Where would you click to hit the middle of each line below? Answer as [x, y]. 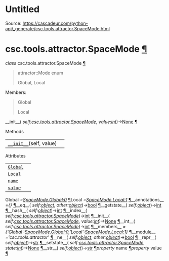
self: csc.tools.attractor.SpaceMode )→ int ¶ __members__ [64, 226]
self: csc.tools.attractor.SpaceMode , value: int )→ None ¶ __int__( [70, 221]
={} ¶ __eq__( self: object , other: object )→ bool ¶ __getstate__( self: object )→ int [83, 205]
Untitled [23, 9]
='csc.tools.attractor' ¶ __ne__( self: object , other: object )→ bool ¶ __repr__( [81, 237]
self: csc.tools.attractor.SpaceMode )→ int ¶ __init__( [58, 216]
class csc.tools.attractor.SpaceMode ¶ [46, 63]
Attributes [16, 155]
